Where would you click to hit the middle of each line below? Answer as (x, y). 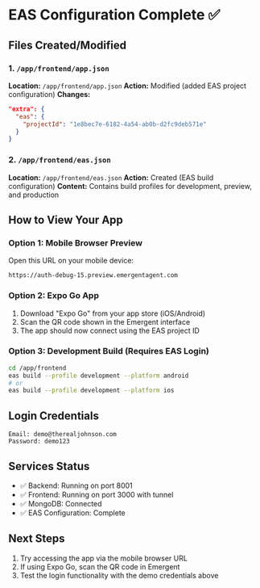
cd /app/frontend (37, 368)
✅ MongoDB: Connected (61, 503)
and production (34, 195)
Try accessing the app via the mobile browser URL (103, 558)
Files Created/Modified (68, 45)
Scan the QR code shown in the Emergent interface (105, 321)
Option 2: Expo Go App (54, 296)
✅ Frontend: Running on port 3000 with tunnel (97, 494)
